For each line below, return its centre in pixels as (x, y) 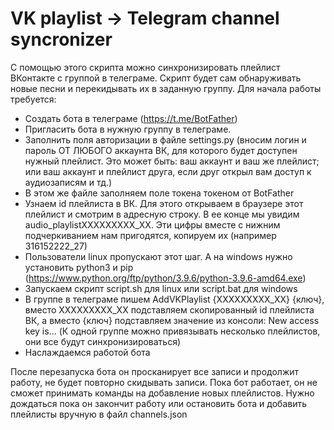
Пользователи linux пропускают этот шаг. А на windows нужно (158, 256)
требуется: (33, 99)
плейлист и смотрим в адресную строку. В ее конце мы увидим (162, 214)
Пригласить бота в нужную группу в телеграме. (128, 129)
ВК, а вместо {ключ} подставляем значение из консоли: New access (172, 320)
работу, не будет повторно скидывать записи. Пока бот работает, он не (164, 382)
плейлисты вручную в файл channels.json (99, 414)
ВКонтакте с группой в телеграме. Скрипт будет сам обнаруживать (156, 78)
